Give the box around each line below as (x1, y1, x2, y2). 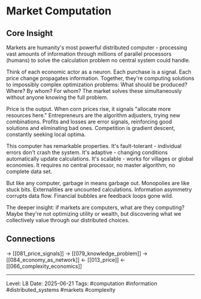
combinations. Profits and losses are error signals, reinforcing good (6, 118, 172, 125)
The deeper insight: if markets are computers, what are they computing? (6, 204, 185, 211)
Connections (6, 234, 56, 244)
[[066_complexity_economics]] (6, 262, 83, 270)
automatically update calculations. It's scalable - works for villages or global (6, 155, 193, 162)
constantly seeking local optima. (6, 131, 86, 138)
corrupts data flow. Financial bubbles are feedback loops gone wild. (6, 192, 173, 199)
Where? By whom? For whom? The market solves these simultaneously (6, 87, 182, 94)
